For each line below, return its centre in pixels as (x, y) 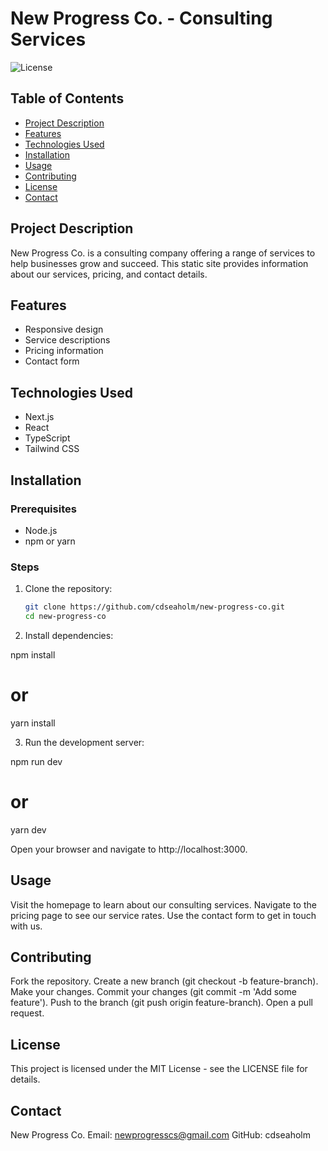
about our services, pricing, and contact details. (109, 274)
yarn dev (28, 829)
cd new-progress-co (65, 617)
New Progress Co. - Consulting (141, 18)
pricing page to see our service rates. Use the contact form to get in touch (163, 915)
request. (27, 1013)
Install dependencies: (69, 635)
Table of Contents (67, 98)
